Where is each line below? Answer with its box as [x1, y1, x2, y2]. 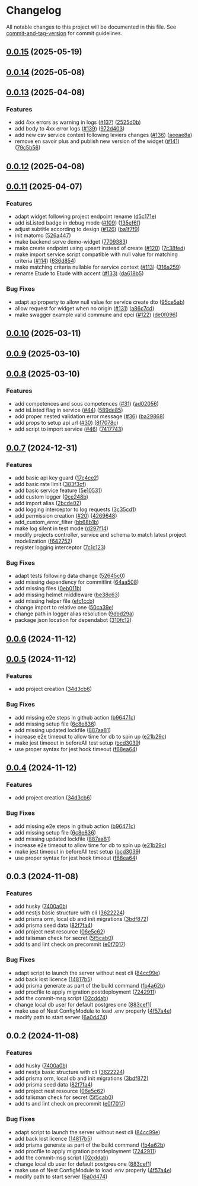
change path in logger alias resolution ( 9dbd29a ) [14, 610, 135, 617]
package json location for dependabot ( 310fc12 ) [14, 617, 132, 624]
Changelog [6, 4, 62, 17]
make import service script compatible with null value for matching [14, 251, 178, 258]
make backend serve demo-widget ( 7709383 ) [14, 238, 128, 245]
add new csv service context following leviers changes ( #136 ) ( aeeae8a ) [14, 132, 193, 139]
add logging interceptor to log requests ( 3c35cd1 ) [14, 506, 136, 513]
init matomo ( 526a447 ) [14, 232, 71, 239]
